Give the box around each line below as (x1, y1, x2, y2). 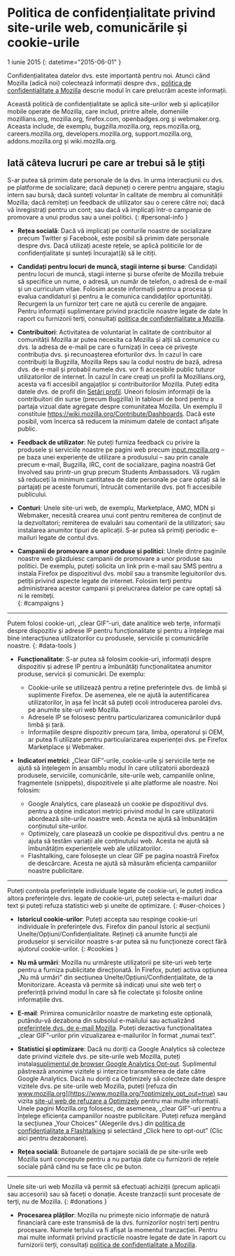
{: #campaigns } (17, 599, 64, 607)
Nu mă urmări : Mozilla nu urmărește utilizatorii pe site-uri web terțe (17, 958, 212, 966)
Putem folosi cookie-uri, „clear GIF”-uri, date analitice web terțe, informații (7, 619, 221, 627)
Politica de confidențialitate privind (7, 5, 215, 21)
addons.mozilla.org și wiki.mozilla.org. (7, 136, 117, 145)
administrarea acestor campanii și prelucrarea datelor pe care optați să (17, 584, 222, 592)
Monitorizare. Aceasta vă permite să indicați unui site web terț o (17, 980, 201, 989)
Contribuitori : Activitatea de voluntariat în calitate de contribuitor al (17, 327, 212, 336)
